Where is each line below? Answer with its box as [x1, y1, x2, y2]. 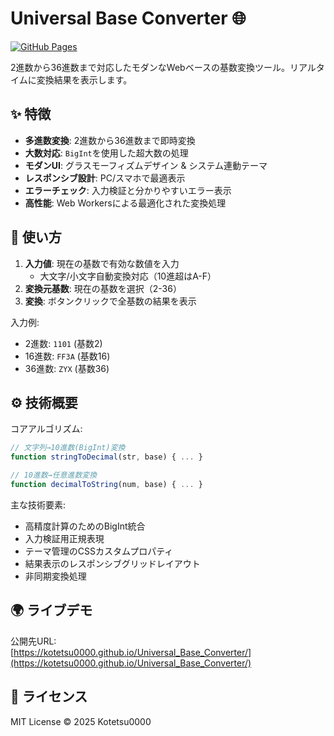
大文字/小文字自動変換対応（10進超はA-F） [39, 270, 217, 282]
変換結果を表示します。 [36, 73, 133, 86]
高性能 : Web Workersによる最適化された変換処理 [24, 197, 227, 209]
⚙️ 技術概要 [10, 394, 78, 411]
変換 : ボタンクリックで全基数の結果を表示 [24, 295, 197, 307]
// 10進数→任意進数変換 [10, 470, 98, 481]
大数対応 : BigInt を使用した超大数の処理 [24, 147, 189, 159]
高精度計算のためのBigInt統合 [24, 520, 146, 532]
